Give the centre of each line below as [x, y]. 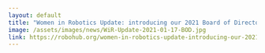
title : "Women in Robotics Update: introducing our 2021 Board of [119, 23]
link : [17, 37]
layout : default [35, 15]
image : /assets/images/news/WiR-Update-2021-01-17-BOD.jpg [107, 30]
